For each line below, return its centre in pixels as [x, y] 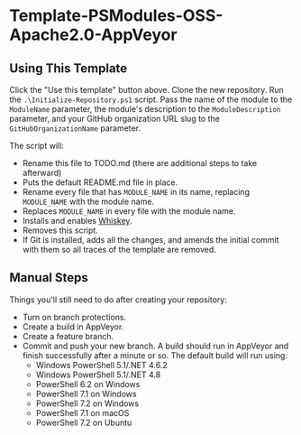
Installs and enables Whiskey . [77, 221]
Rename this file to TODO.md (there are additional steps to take [140, 163]
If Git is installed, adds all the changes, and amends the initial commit [150, 240]
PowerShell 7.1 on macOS [82, 412]
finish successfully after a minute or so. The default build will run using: [155, 355]
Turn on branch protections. [74, 317]
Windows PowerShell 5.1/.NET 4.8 [98, 375]
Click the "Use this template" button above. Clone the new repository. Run [146, 90]
